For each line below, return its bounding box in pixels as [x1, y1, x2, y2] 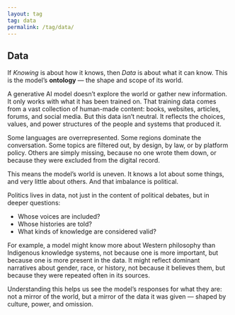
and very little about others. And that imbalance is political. [7, 178, 179, 186]
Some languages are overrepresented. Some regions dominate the [7, 134, 202, 142]
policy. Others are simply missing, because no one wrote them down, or [7, 149, 217, 157]
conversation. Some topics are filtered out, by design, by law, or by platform [7, 141, 229, 149]
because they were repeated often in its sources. [7, 271, 150, 280]
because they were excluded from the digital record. [7, 156, 161, 165]
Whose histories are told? [17, 220, 92, 229]
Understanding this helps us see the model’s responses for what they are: [7, 285, 222, 294]
